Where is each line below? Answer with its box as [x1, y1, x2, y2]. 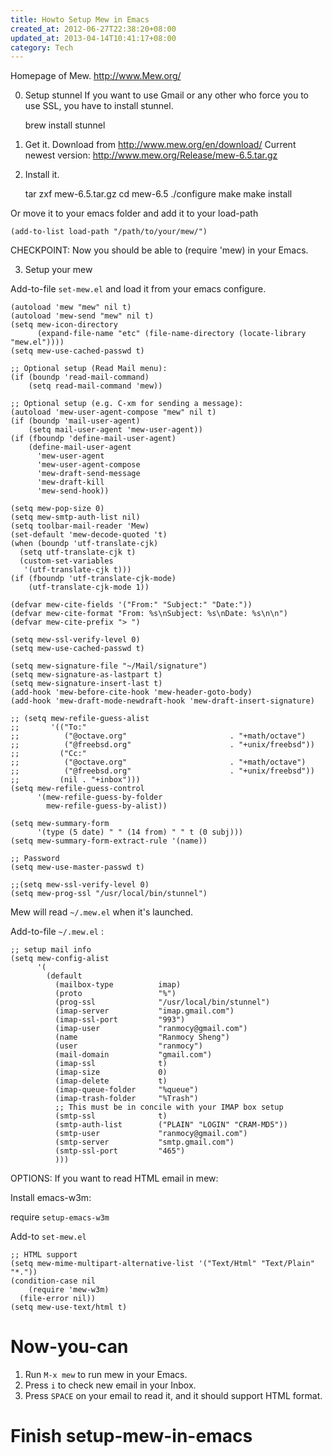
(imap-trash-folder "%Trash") [54, 1094, 199, 1104]
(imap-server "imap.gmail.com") [54, 1006, 235, 1016]
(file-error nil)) [19, 1294, 97, 1304]
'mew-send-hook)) [36, 486, 110, 496]
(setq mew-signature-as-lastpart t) [10, 670, 163, 680]
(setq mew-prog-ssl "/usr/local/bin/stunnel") [10, 889, 208, 899]
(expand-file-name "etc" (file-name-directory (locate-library [36, 329, 307, 339]
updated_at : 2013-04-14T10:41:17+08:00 [10, 33, 177, 43]
